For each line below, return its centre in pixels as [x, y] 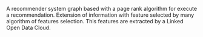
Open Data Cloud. [28, 27]
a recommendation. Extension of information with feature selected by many [100, 15]
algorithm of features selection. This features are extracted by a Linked [95, 21]
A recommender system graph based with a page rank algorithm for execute [102, 9]
